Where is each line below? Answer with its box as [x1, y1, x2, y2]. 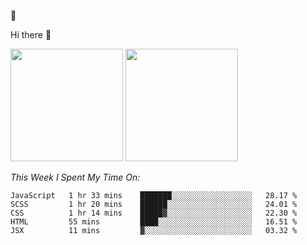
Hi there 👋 [10, 29, 52, 40]
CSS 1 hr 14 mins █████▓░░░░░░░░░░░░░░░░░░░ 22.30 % [10, 208, 298, 218]
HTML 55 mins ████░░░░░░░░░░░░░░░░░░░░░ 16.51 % [10, 217, 298, 227]
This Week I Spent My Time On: [10, 171, 141, 183]
